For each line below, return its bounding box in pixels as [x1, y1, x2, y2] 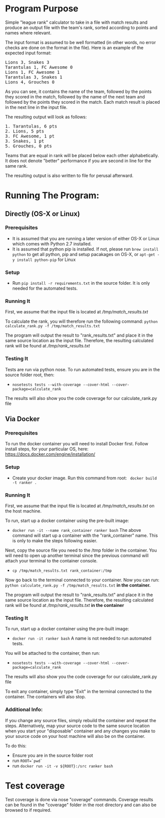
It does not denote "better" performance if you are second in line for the [5, 158, 152, 164]
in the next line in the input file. [5, 104, 68, 110]
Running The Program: [5, 190, 99, 201]
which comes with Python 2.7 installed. [12, 241, 92, 247]
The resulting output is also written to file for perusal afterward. [5, 172, 134, 178]
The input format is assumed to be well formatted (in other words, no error [5, 39, 156, 45]
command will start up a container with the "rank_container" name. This [12, 532, 158, 538]
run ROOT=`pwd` [12, 757, 43, 764]
